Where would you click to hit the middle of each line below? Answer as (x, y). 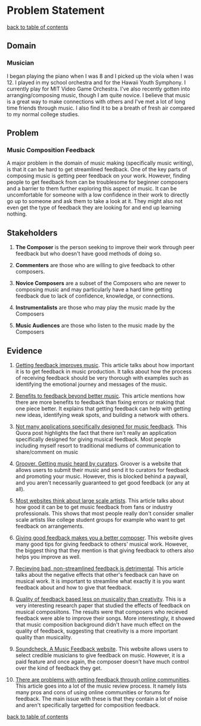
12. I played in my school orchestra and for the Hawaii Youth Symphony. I (96, 82)
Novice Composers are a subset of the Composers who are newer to (101, 283)
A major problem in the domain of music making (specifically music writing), (100, 163)
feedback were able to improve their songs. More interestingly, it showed (105, 618)
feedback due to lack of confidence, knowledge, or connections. (95, 296)
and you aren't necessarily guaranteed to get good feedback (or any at (102, 482)
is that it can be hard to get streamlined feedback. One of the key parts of (97, 170)
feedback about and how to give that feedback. (74, 587)
